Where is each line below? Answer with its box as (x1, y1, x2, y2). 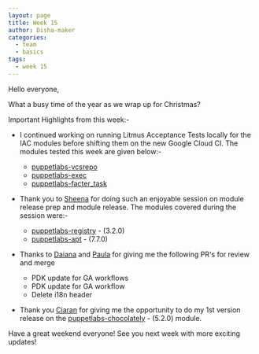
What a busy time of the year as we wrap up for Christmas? (8, 99, 201, 109)
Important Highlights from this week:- (8, 115, 130, 124)
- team (15, 41, 37, 49)
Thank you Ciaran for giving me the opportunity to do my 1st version (19, 304, 241, 315)
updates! (8, 337, 37, 346)
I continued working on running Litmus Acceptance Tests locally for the (19, 130, 252, 139)
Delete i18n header (31, 289, 93, 299)
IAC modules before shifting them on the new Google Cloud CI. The (19, 138, 239, 148)
